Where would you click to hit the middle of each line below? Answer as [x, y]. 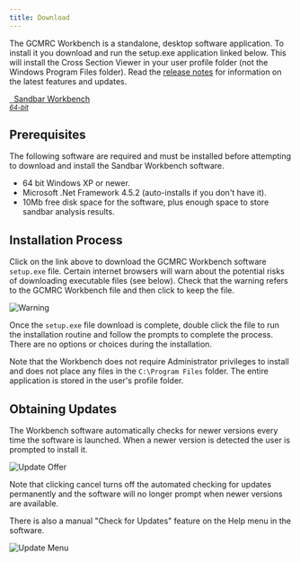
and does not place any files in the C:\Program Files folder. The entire [139, 371]
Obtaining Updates [63, 409]
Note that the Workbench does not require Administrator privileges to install [149, 362]
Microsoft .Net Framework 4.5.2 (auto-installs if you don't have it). [144, 193]
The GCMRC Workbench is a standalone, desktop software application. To [147, 43]
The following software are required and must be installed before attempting [150, 156]
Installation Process [66, 240]
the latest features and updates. [68, 81]
